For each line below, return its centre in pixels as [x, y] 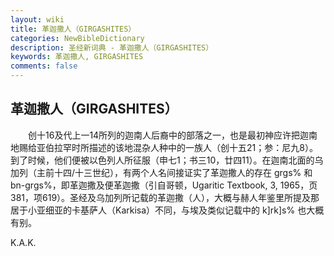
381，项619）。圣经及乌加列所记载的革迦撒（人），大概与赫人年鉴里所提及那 [165, 197]
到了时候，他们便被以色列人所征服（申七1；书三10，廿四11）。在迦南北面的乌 [167, 160]
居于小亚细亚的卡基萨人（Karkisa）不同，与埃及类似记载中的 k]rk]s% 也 [158, 210]
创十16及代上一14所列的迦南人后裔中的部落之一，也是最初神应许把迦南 [172, 135]
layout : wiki [37, 19]
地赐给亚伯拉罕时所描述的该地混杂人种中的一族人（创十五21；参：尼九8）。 [164, 147]
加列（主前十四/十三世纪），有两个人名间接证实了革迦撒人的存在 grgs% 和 [161, 172]
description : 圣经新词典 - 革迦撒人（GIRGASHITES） [112, 47]
